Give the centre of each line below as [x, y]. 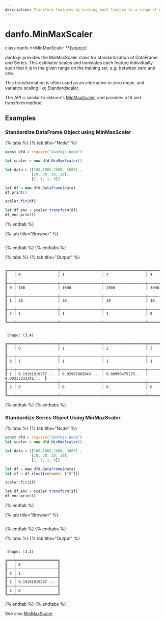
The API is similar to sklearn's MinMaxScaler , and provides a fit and [73, 97]
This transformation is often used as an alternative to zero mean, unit [75, 82]
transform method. [24, 103]
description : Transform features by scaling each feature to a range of [81, 10]
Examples [20, 118]
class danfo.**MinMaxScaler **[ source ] [46, 48]
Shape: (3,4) [21, 335]
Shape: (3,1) [21, 552]
